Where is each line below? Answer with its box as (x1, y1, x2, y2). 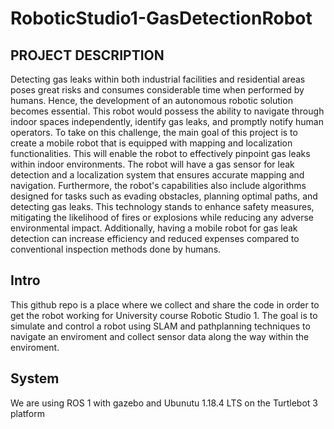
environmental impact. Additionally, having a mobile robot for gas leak (10, 222, 298, 234)
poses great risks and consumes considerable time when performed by (10, 84, 305, 96)
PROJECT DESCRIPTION (10, 47, 165, 64)
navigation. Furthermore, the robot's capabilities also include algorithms (10, 180, 307, 191)
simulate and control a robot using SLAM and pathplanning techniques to (10, 320, 311, 332)
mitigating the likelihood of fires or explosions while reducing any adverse (10, 212, 314, 223)
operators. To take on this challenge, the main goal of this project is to (10, 127, 298, 138)
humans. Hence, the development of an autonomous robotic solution (10, 95, 293, 106)
